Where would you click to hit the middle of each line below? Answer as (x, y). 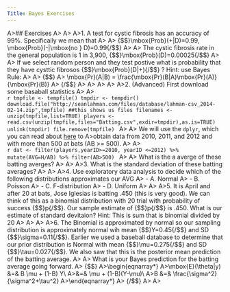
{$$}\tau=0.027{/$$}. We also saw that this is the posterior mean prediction (114, 251)
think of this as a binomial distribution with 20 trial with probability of (104, 201)
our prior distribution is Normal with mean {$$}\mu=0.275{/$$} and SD (107, 244)
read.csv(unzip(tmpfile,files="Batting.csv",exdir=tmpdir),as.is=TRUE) (111, 122)
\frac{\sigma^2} (195, 273)
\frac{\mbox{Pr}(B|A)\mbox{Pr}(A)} (167, 77)
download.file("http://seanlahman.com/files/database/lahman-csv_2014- (111, 104)
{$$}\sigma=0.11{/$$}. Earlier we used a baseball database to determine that (115, 237)
